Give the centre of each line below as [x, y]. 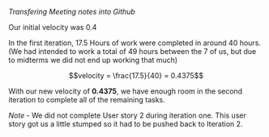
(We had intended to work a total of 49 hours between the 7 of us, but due [132, 51]
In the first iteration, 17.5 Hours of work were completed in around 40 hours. [135, 43]
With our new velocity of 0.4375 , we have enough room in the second [126, 91]
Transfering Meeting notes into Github [72, 12]
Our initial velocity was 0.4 [53, 27]
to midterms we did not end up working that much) [93, 60]
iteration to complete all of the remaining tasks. [87, 100]
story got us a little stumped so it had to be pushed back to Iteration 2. [126, 124]
